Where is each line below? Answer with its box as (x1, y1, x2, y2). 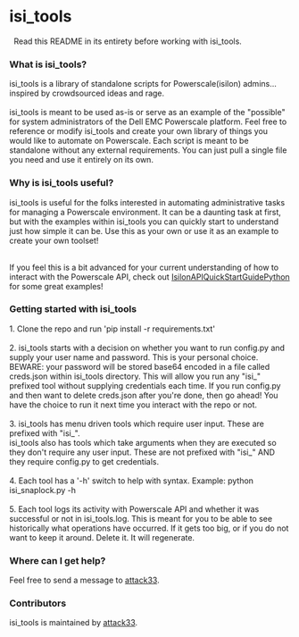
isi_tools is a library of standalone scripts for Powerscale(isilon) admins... (9, 79, 277, 89)
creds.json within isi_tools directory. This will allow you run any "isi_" (9, 371, 262, 381)
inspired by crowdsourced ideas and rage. (9, 88, 165, 99)
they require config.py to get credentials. (9, 456, 159, 466)
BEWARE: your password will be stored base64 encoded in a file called (9, 361, 270, 372)
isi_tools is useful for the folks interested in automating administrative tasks (9, 197, 286, 207)
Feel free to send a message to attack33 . (9, 574, 160, 586)
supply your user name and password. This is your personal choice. (9, 351, 259, 363)
